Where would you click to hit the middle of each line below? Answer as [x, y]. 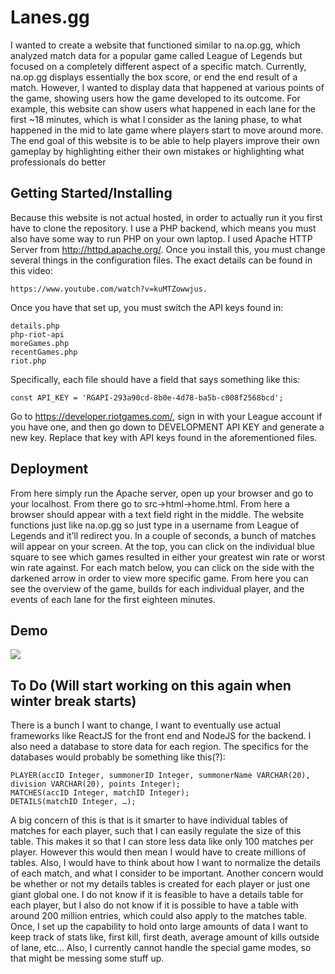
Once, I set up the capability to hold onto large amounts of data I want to [159, 927]
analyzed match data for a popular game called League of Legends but [156, 55]
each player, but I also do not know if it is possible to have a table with [154, 905]
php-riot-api [37, 334]
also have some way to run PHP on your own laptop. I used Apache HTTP [161, 238]
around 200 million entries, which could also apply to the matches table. [159, 916]
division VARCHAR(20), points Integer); [96, 784]
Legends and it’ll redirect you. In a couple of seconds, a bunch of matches [163, 535]
